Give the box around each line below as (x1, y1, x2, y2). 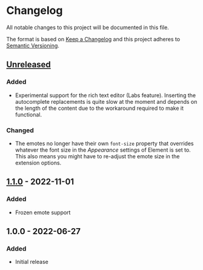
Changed (6, 126, 35, 134)
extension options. (15, 159, 62, 166)
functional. (15, 110, 42, 118)
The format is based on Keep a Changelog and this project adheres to (6, 35, 181, 42)
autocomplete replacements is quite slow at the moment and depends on (15, 98, 198, 105)
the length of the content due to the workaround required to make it (15, 104, 184, 112)
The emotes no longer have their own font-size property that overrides (15, 140, 194, 147)
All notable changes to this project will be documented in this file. (6, 24, 170, 31)
